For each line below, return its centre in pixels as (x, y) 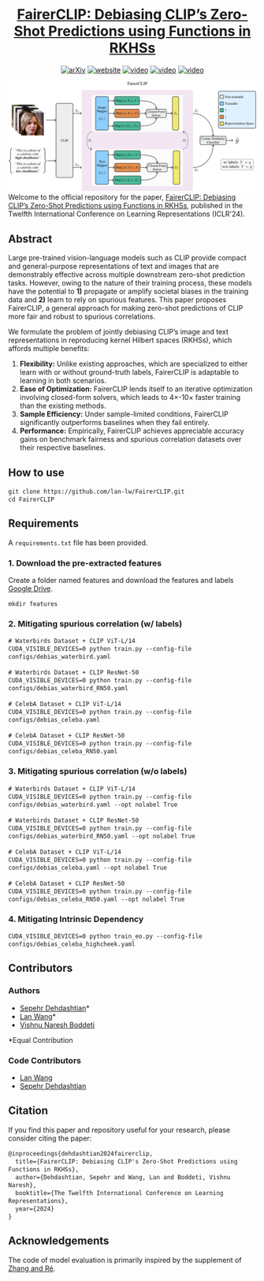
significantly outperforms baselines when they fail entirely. (115, 423)
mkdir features (33, 604)
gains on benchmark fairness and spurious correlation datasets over (130, 439)
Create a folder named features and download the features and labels (121, 581)
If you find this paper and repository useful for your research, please (119, 1130)
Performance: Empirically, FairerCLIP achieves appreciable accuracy (132, 431)
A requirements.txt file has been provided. (78, 543)
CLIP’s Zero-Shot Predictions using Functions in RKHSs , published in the (125, 206)
